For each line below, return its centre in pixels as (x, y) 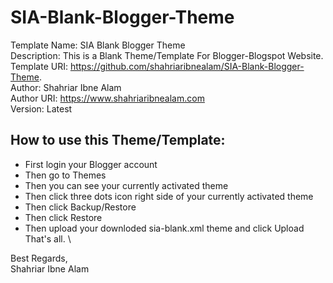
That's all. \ (48, 238)
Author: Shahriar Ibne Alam (66, 87)
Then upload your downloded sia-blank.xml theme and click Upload (164, 228)
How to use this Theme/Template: (118, 140)
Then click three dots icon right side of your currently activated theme (169, 196)
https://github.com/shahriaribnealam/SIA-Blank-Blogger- (187, 66)
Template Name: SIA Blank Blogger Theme (98, 45)
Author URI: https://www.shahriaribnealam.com (107, 98)
